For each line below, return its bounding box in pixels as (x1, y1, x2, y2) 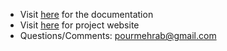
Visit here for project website (19, 19, 140, 31)
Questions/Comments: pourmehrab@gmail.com (19, 30, 217, 41)
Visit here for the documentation (19, 9, 154, 20)
